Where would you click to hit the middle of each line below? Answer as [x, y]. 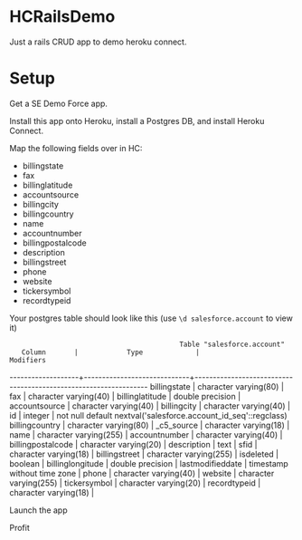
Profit [19, 527]
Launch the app [38, 510]
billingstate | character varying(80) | [217, 386]
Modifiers [28, 360]
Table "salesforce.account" [232, 344]
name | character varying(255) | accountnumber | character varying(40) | [146, 434]
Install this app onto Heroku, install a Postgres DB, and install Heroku [137, 121]
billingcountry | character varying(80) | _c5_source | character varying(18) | [150, 425]
